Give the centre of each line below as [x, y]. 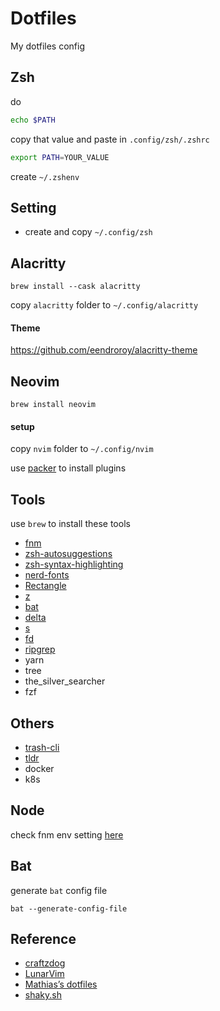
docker [39, 768]
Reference [43, 938]
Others [32, 723]
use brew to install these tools [70, 524]
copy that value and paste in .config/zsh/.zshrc [110, 139]
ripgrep [40, 649]
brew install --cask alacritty [75, 287]
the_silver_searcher [65, 681]
